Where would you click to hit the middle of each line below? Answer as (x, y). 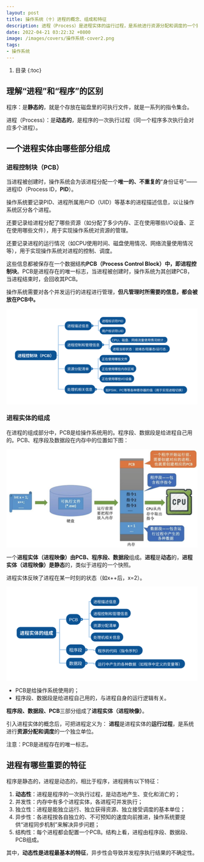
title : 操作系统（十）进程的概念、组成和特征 (57, 19)
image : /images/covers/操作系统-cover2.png (60, 39)
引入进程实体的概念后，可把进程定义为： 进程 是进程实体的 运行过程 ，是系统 (100, 724)
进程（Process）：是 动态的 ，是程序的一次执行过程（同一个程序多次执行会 (98, 120)
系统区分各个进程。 (30, 210)
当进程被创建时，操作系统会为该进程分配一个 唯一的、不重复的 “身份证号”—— (102, 182)
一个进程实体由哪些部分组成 (58, 149)
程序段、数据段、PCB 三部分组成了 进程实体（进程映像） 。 (77, 711)
